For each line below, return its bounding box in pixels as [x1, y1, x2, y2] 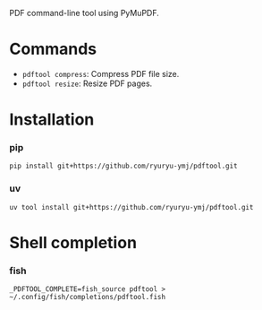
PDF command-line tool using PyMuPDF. [9, 8, 159, 18]
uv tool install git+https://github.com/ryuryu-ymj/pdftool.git [9, 202, 254, 211]
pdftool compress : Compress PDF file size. [21, 68, 180, 79]
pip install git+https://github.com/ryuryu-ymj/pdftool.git [9, 161, 239, 171]
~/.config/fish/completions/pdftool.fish [9, 293, 166, 302]
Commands [9, 39, 97, 59]
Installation [9, 109, 95, 130]
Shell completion [9, 232, 137, 253]
